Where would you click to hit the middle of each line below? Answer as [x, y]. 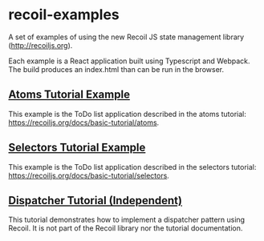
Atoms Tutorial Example [69, 95]
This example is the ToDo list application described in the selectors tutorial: [132, 167]
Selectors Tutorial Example [77, 148]
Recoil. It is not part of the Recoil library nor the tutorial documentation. [126, 228]
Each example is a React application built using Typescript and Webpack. [129, 61]
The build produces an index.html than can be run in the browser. [116, 69]
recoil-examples [64, 15]
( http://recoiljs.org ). [41, 45]
